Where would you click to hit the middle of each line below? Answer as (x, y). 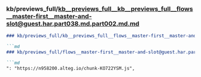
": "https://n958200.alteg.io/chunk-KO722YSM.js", (71, 68)
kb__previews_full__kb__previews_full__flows (125, 9)
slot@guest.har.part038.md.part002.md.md (73, 24)
